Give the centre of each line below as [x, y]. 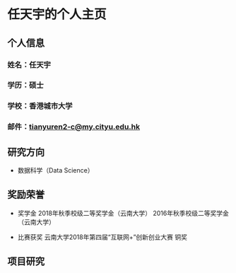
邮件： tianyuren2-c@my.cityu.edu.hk [73, 127]
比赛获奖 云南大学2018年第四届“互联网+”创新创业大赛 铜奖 [102, 237]
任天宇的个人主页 [57, 14]
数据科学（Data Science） [55, 170]
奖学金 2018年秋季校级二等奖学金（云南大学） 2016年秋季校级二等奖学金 [123, 213]
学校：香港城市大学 [40, 106]
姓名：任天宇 [29, 64]
